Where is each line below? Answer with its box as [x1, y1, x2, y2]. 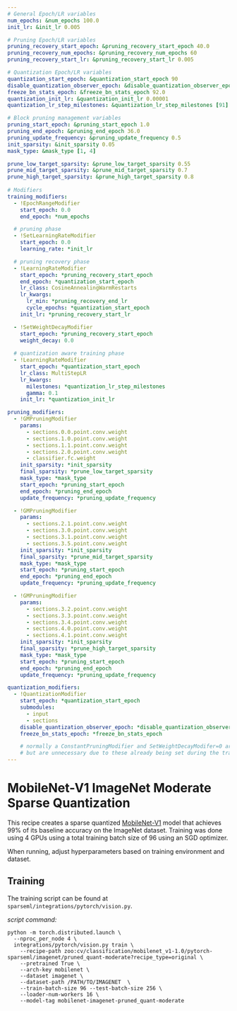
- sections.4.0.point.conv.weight [25, 625, 128, 632]
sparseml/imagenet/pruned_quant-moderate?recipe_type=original [7, 954, 197, 961]
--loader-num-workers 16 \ [20, 990, 99, 998]
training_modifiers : [7, 193, 68, 200]
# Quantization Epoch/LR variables [7, 69, 112, 76]
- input [25, 710, 49, 717]
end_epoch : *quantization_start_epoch [20, 278, 134, 285]
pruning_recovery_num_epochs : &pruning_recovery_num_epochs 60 [7, 50, 197, 57]
